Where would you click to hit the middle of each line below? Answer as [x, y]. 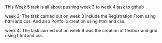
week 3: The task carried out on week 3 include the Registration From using [81, 16]
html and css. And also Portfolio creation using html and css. [65, 21]
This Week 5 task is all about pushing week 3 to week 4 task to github [74, 7]
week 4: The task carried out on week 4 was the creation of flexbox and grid [81, 30]
